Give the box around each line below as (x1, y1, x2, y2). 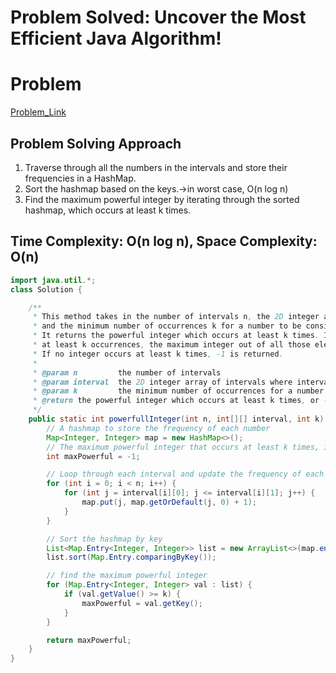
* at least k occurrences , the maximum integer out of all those (32, 340, 311, 350)
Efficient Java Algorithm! (10, 27, 222, 50)
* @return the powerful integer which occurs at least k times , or (32, 396, 320, 406)
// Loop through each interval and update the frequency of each (46, 469, 325, 480)
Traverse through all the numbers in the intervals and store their (24, 161, 288, 173)
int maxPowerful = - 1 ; (46, 451, 141, 461)
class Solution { (10, 284, 83, 295)
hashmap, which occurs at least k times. (24, 204, 192, 216)
